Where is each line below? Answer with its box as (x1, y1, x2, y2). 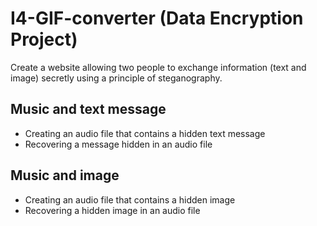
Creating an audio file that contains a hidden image (24, 193, 236, 206)
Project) (10, 28, 78, 51)
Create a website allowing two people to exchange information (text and (10, 61, 307, 73)
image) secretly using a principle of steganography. (10, 72, 223, 84)
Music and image (10, 167, 120, 184)
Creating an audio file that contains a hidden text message (24, 127, 266, 139)
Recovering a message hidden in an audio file (24, 138, 213, 150)
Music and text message (10, 101, 167, 118)
